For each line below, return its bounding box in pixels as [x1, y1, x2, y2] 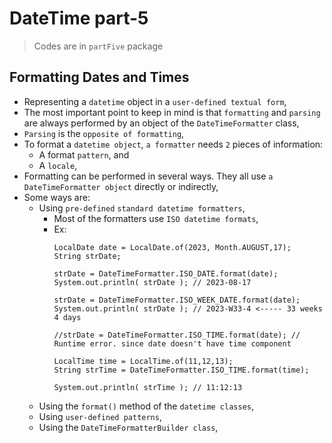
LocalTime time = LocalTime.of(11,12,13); [53, 356, 234, 366]
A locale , [38, 159, 78, 171]
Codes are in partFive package [33, 40, 164, 52]
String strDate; [53, 251, 122, 261]
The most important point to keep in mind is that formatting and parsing [23, 106, 321, 118]
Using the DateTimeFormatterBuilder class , [38, 421, 219, 433]
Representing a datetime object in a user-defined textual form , [23, 95, 287, 107]
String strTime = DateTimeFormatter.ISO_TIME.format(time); [53, 365, 310, 375]
